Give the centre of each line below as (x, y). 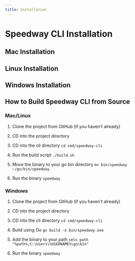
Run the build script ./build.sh (43, 155)
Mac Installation (30, 52)
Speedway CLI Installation (59, 34)
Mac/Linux (18, 116)
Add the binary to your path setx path (50, 239)
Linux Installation (32, 68)
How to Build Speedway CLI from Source (67, 102)
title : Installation (26, 10)
